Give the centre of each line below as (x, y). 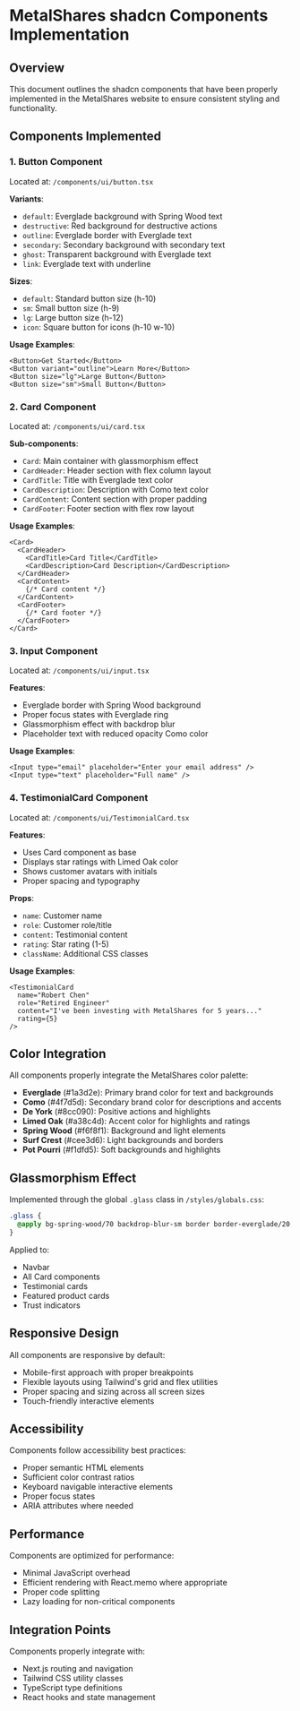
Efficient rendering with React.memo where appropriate (125, 1583)
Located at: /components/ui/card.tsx (77, 426)
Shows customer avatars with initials (90, 871)
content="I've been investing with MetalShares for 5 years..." (140, 1010)
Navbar (36, 1267)
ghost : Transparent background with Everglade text (117, 254)
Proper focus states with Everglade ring (95, 715)
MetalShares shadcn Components (139, 16)
